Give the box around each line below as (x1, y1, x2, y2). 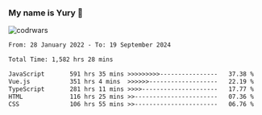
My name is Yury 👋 (8, 7, 83, 18)
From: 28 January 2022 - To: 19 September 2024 (8, 41, 172, 49)
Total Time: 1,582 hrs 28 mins (8, 55, 114, 64)
